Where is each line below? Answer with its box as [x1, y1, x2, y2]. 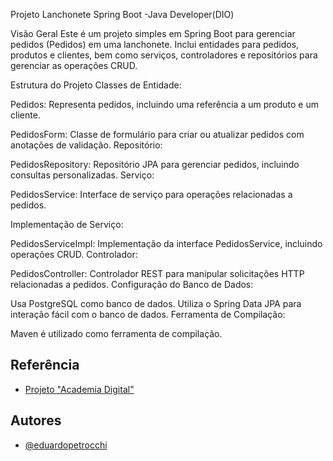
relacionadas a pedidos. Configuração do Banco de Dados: [10, 279, 254, 290]
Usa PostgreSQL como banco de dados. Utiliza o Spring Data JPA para [10, 298, 302, 309]
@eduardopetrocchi [24, 439, 108, 451]
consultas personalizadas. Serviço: [10, 169, 155, 181]
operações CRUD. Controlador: [10, 249, 138, 260]
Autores [10, 412, 62, 429]
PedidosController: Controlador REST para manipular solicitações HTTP [10, 268, 305, 279]
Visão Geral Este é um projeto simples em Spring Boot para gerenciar [10, 28, 296, 39]
